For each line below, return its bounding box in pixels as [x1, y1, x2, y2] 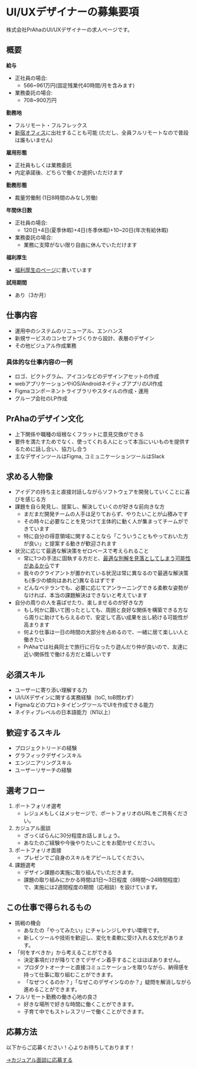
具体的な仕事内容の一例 [6, 358, 73, 366]
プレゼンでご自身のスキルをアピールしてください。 [23, 854, 147, 861]
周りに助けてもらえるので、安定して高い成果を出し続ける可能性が [28, 614, 189, 621]
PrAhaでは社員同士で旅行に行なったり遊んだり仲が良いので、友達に [23, 643, 188, 650]
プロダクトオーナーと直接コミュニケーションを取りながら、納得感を [23, 963, 189, 970]
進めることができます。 [23, 986, 81, 993]
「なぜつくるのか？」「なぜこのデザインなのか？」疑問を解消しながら [23, 978, 192, 985]
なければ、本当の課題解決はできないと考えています [23, 592, 147, 599]
